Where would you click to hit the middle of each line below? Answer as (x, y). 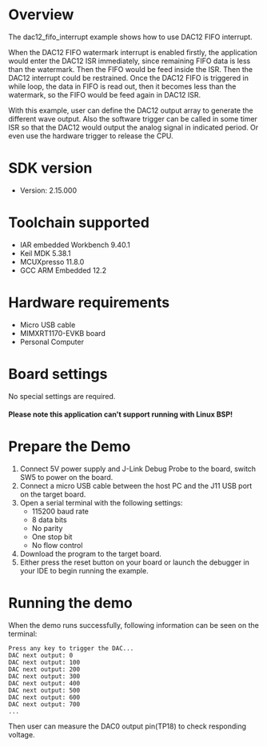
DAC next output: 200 (44, 669)
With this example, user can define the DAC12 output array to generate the (131, 110)
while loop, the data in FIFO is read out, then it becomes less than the (122, 86)
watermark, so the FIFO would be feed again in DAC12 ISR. (105, 94)
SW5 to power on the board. (66, 477)
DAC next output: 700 (44, 705)
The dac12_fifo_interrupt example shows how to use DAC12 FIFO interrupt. (131, 37)
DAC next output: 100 (44, 663)
